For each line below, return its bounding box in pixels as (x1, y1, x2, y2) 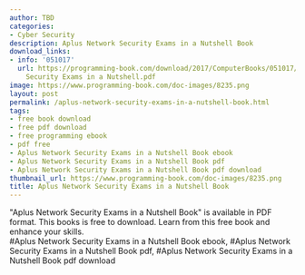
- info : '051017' (9, 55, 75, 64)
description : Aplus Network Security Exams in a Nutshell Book (9, 38, 254, 48)
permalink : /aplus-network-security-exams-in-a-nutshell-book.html (9, 97, 271, 107)
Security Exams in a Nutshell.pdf (25, 73, 156, 82)
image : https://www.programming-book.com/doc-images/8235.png (9, 81, 250, 90)
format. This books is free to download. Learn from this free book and (9, 217, 271, 228)
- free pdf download (9, 123, 88, 133)
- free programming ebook (9, 132, 107, 141)
